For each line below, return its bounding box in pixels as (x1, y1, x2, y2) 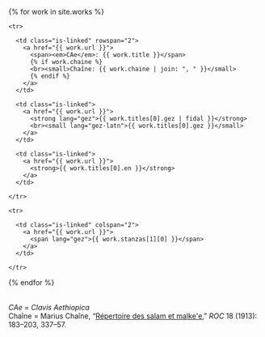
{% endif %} (29, 72, 70, 80)
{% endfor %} (8, 278, 55, 287)
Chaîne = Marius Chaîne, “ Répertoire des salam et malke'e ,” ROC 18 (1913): (8, 311, 258, 321)
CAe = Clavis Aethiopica (8, 303, 90, 312)
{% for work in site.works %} (8, 7, 105, 16)
